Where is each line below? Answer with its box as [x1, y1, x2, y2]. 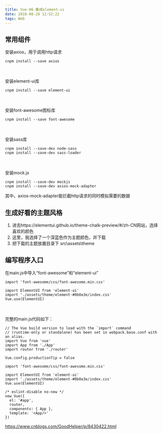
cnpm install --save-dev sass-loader [5, 150, 81, 155]
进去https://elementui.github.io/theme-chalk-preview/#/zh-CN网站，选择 [12, 222, 158, 228]
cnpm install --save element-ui [5, 88, 70, 93]
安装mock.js [5, 170, 30, 176]
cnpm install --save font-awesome [5, 117, 75, 122]
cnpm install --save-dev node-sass [5, 146, 77, 151]
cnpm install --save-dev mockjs [5, 180, 70, 184]
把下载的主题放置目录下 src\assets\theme [12, 241, 95, 246]
